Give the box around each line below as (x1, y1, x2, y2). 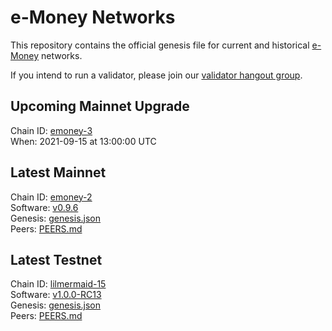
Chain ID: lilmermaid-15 (10, 278, 107, 290)
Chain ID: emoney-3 (10, 124, 93, 136)
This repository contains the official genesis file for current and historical (10, 39, 310, 51)
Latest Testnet (10, 251, 103, 268)
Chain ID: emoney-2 (10, 191, 93, 203)
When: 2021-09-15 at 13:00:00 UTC (10, 135, 157, 147)
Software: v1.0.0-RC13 (10, 289, 102, 301)
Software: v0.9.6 (10, 201, 79, 213)
